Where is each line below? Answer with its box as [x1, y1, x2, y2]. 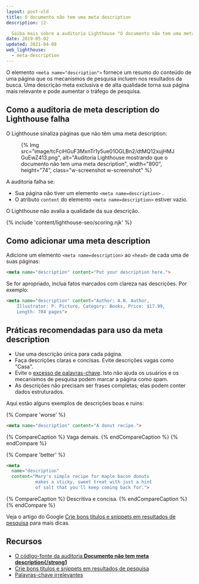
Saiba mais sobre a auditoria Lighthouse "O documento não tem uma [11, 30, 182, 36]
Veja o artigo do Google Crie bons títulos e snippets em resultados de [6, 513, 176, 520]
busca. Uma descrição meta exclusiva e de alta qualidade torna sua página [6, 81, 190, 88]
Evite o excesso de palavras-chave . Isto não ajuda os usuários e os [14, 369, 179, 376]
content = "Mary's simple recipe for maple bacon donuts [11, 474, 150, 480]
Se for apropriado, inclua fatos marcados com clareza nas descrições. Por [6, 280, 188, 288]
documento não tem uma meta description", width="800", [21, 160, 162, 167]
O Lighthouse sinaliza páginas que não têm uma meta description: [6, 130, 168, 137]
